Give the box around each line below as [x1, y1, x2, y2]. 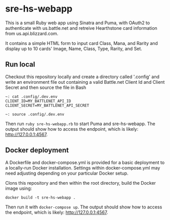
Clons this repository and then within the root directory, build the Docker [5, 180, 156, 186]
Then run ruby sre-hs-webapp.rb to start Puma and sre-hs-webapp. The [5, 121, 156, 127]
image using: [5, 185, 32, 191]
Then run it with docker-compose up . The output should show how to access [5, 204, 162, 210]
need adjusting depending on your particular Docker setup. [5, 170, 129, 176]
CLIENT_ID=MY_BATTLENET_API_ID [5, 98, 71, 103]
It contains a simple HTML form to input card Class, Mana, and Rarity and [5, 40, 158, 46]
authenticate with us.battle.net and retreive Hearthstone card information [5, 25, 158, 31]
